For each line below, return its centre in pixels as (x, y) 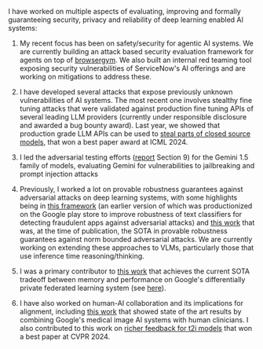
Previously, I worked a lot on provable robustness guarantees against (131, 189)
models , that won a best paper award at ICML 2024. (104, 142)
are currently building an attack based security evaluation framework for (137, 51)
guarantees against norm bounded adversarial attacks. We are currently (136, 239)
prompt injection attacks (58, 174)
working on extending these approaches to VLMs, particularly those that (137, 248)
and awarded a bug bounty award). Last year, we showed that (120, 125)
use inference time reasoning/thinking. (82, 256)
